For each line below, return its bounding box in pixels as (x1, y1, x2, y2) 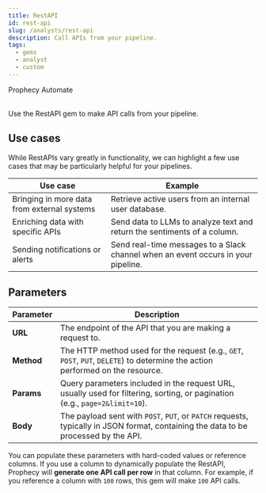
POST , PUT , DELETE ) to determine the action (59, 355, 214, 366)
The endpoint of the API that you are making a (59, 323, 231, 334)
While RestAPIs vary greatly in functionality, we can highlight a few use (8, 152, 240, 162)
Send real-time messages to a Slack (110, 239, 246, 250)
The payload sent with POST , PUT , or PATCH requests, (59, 411, 249, 422)
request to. (59, 332, 101, 343)
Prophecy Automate (8, 85, 74, 94)
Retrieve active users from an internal (110, 193, 250, 204)
